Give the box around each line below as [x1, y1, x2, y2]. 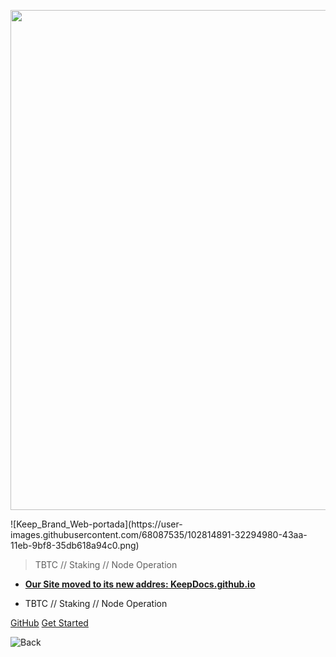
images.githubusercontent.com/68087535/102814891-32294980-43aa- [10, 529, 308, 540]
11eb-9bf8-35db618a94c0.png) [10, 540, 140, 551]
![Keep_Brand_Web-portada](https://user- [10, 518, 183, 530]
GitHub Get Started [10, 617, 89, 629]
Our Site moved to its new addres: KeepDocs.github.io [24, 578, 256, 590]
